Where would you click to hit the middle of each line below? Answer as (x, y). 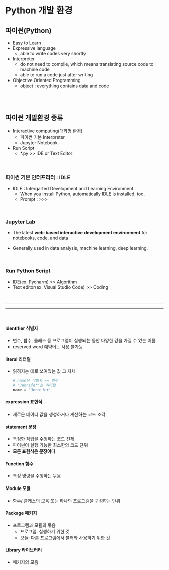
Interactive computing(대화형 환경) (48, 131)
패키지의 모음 (25, 562)
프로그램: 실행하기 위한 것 (45, 531)
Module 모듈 (18, 488)
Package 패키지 (21, 513)
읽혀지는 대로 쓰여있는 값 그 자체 (44, 371)
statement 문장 (21, 427)
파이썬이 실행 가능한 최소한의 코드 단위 (50, 445)
